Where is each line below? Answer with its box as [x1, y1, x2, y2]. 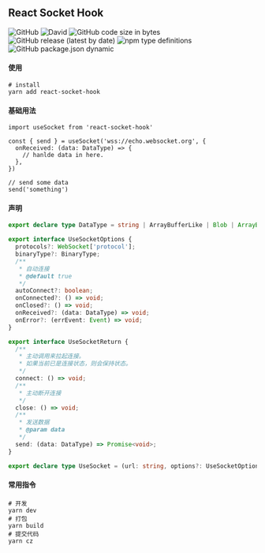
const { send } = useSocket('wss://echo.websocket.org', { [8, 137, 207, 145]
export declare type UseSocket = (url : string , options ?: [8, 461, 203, 470]
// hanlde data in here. [22, 151, 104, 159]
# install [8, 81, 41, 89]
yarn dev [8, 506, 37, 514]
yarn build [8, 521, 44, 529]
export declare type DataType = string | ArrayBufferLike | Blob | [8, 221, 235, 230]
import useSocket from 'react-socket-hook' [8, 124, 154, 132]
